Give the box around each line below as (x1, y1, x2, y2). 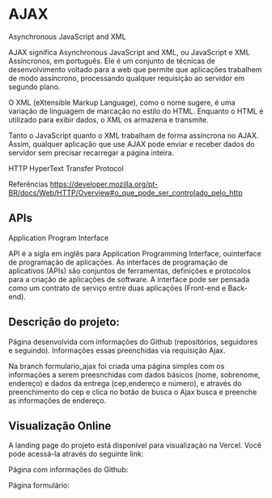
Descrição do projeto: (8, 316, 120, 329)
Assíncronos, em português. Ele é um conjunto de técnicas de (8, 56, 216, 66)
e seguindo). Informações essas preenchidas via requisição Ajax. (8, 346, 226, 355)
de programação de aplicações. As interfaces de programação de (8, 257, 228, 267)
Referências (8, 179, 49, 189)
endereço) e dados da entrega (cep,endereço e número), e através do (8, 378, 242, 388)
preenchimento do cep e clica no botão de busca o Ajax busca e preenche (8, 387, 257, 397)
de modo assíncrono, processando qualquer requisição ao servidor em (8, 73, 245, 83)
